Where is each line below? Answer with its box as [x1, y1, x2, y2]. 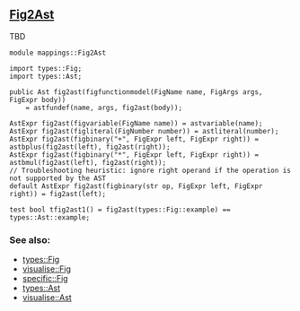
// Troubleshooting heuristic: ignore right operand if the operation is [9, 166, 292, 175]
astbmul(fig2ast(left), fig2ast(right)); [9, 158, 167, 167]
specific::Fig [22, 273, 69, 284]
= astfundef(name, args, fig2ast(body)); [25, 103, 182, 112]
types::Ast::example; [9, 212, 91, 222]
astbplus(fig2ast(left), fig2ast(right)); [9, 143, 171, 151]
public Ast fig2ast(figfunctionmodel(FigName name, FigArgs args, [9, 87, 263, 97]
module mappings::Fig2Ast [9, 48, 106, 57]
